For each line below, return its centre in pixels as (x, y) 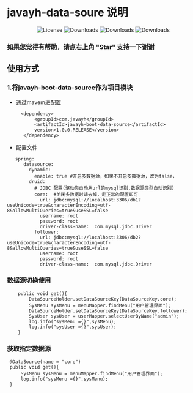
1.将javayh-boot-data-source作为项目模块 (70, 88)
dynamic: (40, 170)
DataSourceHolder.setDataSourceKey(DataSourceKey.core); (103, 299)
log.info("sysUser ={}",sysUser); (73, 327)
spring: (25, 159)
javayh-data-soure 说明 (68, 13)
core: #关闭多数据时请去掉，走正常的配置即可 (86, 194)
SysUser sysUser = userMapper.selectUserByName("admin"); (104, 316)
